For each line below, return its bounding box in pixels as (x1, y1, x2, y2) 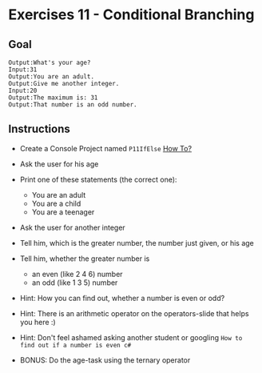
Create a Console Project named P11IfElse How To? (19, 143, 193, 153)
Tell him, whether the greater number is (19, 254, 150, 263)
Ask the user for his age (19, 158, 99, 169)
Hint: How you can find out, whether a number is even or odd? (19, 293, 225, 303)
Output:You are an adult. (8, 73, 94, 81)
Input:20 (8, 86, 38, 94)
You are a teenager (31, 207, 95, 217)
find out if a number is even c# (19, 341, 132, 349)
